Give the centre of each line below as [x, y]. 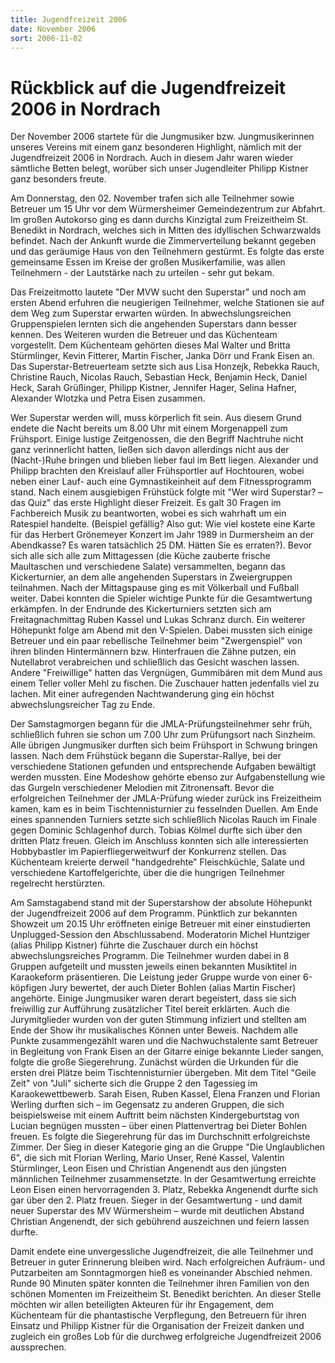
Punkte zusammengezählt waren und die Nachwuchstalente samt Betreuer [164, 1041]
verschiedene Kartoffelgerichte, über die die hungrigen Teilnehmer [148, 873]
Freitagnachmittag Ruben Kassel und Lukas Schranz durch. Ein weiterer [158, 620]
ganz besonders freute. [58, 179]
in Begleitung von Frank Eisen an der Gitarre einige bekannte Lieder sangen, [167, 1052]
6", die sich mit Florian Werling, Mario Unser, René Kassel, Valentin [147, 1158]
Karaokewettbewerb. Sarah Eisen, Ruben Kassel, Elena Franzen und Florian [165, 1094]
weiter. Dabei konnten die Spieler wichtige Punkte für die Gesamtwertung [161, 598]
